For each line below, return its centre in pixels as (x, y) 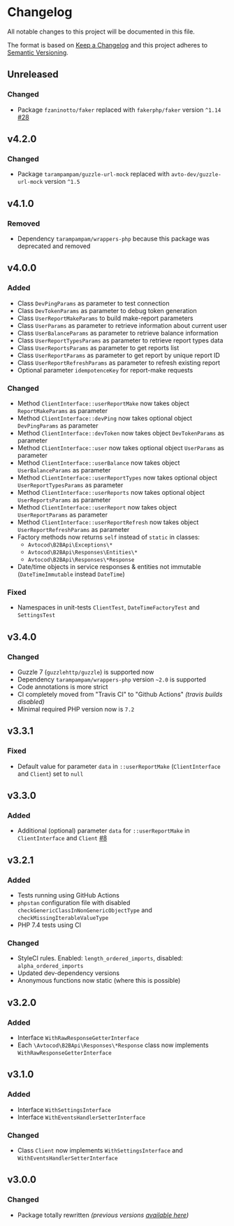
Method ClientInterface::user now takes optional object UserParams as (121, 447)
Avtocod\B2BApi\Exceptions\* (70, 545)
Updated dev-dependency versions (68, 973)
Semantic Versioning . (38, 52)
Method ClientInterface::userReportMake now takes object (103, 403)
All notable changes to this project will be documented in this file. (101, 31)
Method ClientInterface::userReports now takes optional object (111, 492)
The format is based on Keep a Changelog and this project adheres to (108, 45)
